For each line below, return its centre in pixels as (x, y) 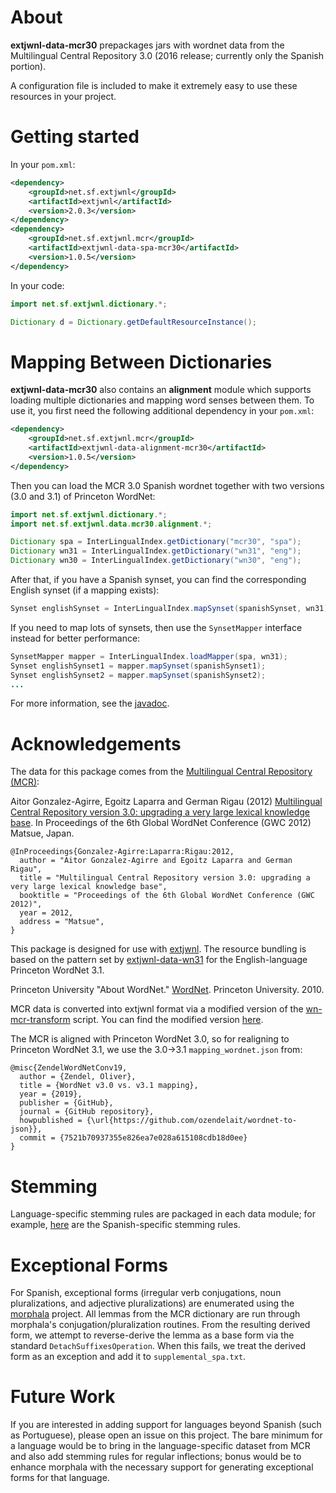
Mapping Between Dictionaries (141, 362)
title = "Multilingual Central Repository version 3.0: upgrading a (165, 878)
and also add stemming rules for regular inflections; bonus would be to (156, 1457)
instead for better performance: (75, 638)
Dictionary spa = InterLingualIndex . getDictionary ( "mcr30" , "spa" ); (156, 542)
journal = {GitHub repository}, (87, 1112)
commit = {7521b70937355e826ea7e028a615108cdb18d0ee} (133, 1138)
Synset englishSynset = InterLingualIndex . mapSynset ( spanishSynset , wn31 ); (171, 609)
